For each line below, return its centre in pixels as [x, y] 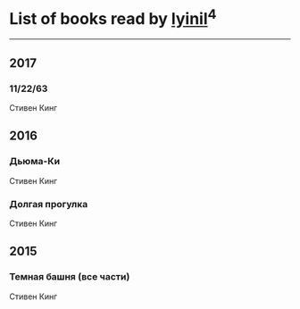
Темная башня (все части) [70, 277]
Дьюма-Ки [35, 162]
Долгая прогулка [49, 204]
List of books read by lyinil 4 [113, 17]
